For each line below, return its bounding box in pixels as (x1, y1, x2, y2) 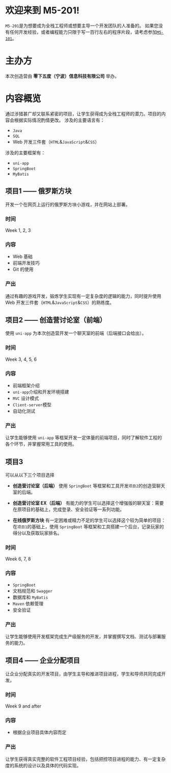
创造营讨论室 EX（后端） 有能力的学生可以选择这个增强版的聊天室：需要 (12, 500, 164, 506)
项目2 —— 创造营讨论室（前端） (5, 315, 107, 324)
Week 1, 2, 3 (5, 227, 31, 233)
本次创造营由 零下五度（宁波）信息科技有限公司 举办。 (5, 73, 120, 79)
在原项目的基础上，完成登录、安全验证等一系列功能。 (12, 506, 125, 512)
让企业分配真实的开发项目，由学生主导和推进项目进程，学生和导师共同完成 (5, 670, 161, 677)
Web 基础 (12, 253, 33, 260)
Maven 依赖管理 (12, 600, 44, 606)
